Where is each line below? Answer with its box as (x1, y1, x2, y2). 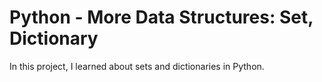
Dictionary (9, 27, 99, 50)
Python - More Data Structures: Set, (9, 6, 314, 29)
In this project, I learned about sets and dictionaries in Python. (9, 60, 265, 72)
